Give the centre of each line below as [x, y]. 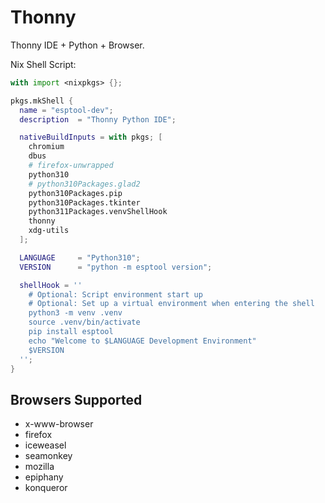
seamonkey [48, 456]
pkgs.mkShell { [42, 101]
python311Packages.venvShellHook [98, 212]
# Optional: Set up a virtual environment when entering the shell [171, 304]
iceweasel [45, 445]
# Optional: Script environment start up [115, 294]
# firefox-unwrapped [71, 166]
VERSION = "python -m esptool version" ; [116, 267]
